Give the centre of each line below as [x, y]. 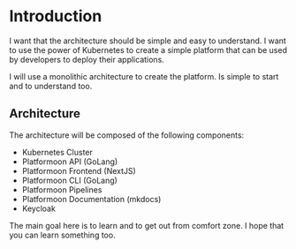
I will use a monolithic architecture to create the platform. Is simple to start [144, 76]
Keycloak [38, 208]
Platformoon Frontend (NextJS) [79, 170]
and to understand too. [51, 86]
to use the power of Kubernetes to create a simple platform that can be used [148, 49]
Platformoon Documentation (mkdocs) [91, 199]
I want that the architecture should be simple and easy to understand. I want [148, 41]
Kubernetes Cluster [57, 152]
